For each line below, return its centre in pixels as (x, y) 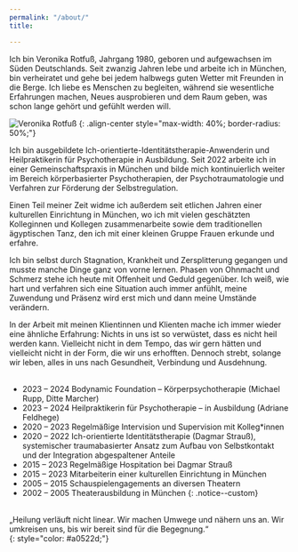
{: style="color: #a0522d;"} (59, 538)
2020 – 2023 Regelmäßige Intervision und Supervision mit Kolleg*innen (153, 427)
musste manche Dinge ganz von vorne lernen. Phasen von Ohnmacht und (145, 269)
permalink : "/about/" (49, 17)
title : (21, 26)
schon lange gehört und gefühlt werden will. (90, 106)
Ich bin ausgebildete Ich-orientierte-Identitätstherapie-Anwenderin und (139, 150)
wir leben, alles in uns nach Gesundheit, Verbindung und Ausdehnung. (138, 362)
